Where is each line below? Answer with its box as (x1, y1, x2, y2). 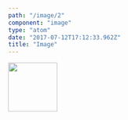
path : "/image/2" (8, 11, 65, 20)
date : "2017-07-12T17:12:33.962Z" (8, 33, 122, 42)
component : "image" (8, 19, 72, 27)
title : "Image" (8, 41, 58, 49)
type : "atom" (8, 26, 51, 34)
